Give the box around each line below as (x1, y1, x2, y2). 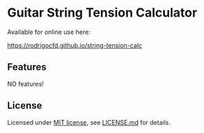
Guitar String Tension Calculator (7, 5, 198, 21)
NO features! (7, 80, 44, 88)
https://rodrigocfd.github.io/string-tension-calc (7, 41, 143, 49)
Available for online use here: (7, 28, 91, 36)
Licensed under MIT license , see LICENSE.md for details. (7, 118, 171, 126)
